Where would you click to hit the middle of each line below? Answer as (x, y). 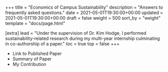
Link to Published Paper (37, 53)
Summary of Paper (32, 59)
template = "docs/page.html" (35, 23)
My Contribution (29, 64)
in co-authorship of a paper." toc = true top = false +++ (62, 44)
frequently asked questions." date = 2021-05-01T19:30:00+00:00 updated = (84, 13)
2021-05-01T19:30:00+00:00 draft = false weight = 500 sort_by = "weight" (83, 18)
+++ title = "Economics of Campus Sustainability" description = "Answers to (84, 7)
